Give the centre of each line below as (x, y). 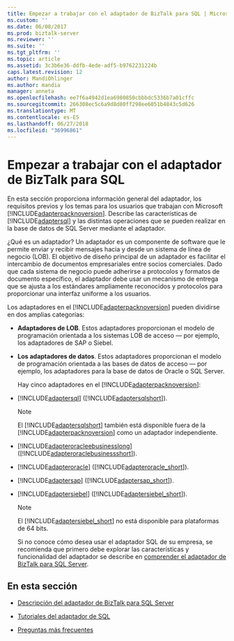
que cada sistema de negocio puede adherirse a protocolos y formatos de (114, 272)
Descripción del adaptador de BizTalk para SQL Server (95, 603)
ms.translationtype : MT (42, 111)
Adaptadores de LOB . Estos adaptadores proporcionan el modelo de (116, 328)
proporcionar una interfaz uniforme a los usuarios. (79, 294)
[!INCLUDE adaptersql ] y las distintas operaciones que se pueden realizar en (116, 221)
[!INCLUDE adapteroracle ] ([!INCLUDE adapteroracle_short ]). (103, 467)
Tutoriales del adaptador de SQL (64, 617)
